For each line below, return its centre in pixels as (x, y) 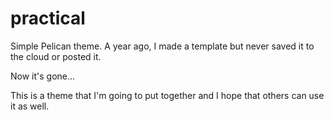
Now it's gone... (43, 76)
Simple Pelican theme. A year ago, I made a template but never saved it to (162, 46)
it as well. (30, 106)
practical (48, 18)
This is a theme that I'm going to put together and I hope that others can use (167, 95)
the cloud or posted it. (56, 56)
